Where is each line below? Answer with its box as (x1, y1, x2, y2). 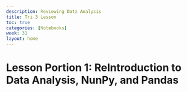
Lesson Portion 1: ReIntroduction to (6, 61, 182, 74)
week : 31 (6, 30, 28, 36)
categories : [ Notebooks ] (6, 25, 67, 31)
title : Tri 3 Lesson (6, 14, 57, 20)
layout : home (6, 36, 38, 42)
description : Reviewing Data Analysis (6, 8, 101, 15)
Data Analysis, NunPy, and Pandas (6, 74, 179, 87)
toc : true (6, 19, 31, 25)
